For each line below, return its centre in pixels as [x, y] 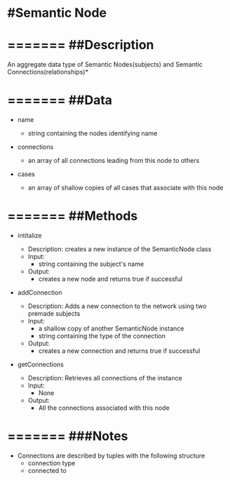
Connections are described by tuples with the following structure [111, 455]
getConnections [41, 364]
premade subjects [54, 313]
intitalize [29, 235]
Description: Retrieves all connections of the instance [105, 378]
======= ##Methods [73, 216]
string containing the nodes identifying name [93, 133]
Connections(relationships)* [48, 72]
